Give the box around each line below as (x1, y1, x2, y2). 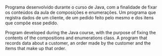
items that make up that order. (5, 46, 67, 51)
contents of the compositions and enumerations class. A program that (5, 35, 147, 41)
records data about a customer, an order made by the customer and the (5, 40, 151, 46)
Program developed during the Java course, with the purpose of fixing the (5, 30, 156, 35)
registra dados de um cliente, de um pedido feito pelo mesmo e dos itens (5, 15, 154, 20)
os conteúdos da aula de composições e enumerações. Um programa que (5, 9, 156, 15)
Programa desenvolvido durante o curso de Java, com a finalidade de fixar (5, 4, 157, 10)
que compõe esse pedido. (5, 20, 58, 26)
